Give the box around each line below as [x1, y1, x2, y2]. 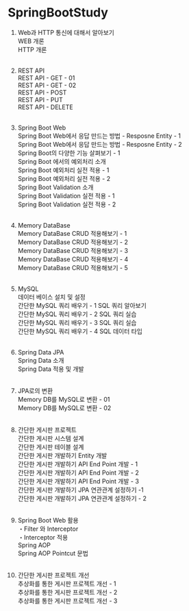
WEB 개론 [17, 36, 45, 45]
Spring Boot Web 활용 [17, 516, 79, 524]
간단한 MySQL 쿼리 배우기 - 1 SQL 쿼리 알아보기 [17, 301, 147, 309]
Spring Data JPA [17, 348, 64, 356]
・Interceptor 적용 [17, 533, 68, 541]
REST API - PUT [17, 95, 64, 104]
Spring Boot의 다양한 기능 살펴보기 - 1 [17, 149, 121, 157]
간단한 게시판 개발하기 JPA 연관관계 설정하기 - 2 [17, 494, 147, 502]
